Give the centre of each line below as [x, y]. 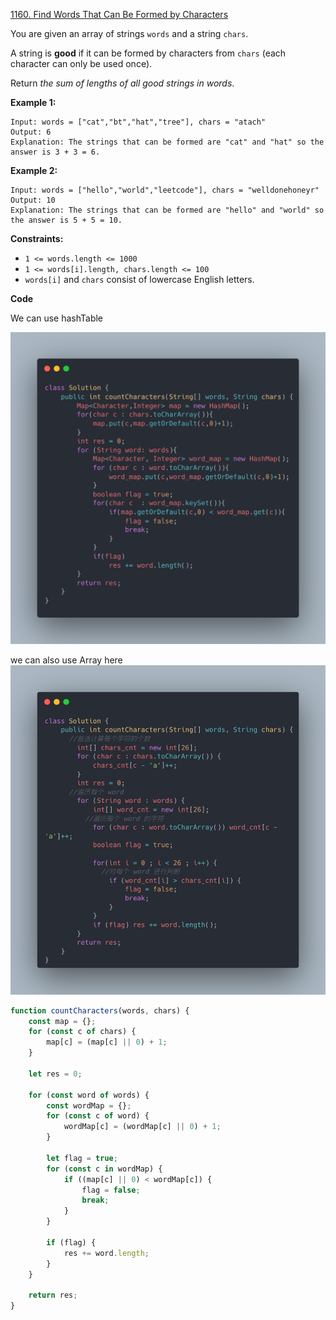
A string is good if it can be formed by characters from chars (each [148, 53]
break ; [95, 1200]
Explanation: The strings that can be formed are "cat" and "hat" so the [167, 142]
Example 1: [33, 102]
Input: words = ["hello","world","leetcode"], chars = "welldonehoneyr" [165, 190]
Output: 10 [33, 200]
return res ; [53, 1295]
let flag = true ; [82, 1158]
